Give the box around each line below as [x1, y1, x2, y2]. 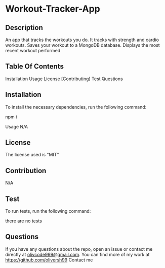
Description [5, 23, 43, 32]
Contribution [5, 166, 47, 175]
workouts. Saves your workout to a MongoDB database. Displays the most [5, 42, 160, 48]
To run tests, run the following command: [5, 208, 91, 214]
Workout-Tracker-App [5, 3, 100, 15]
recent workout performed [5, 48, 61, 53]
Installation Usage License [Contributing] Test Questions [5, 76, 123, 82]
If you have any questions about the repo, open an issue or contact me [5, 246, 153, 252]
